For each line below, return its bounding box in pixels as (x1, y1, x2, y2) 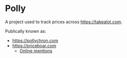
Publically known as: (5, 28, 46, 34)
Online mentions (19, 48, 53, 54)
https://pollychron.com (12, 37, 59, 43)
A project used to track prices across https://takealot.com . (5, 19, 123, 25)
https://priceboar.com (12, 43, 56, 48)
